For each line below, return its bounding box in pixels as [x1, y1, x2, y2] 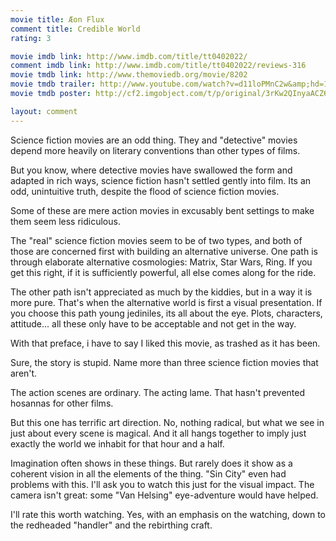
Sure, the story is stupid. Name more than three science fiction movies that [10, 356, 319, 368]
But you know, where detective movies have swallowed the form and [10, 164, 293, 176]
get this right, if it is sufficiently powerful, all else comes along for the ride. [10, 266, 317, 278]
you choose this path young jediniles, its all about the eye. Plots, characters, [10, 307, 323, 319]
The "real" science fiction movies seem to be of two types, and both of [10, 234, 303, 246]
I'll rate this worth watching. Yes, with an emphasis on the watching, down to [10, 508, 327, 520]
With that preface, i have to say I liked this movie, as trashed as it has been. [10, 337, 321, 349]
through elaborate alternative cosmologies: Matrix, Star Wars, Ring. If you [10, 256, 313, 268]
